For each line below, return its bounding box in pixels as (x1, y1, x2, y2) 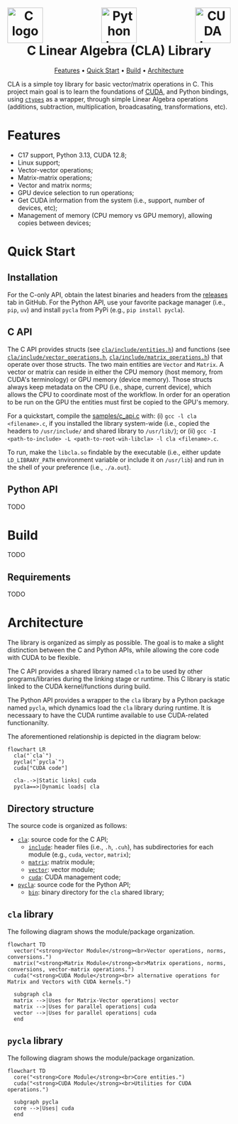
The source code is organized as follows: (7, 822, 127, 830)
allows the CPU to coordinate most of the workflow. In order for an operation (7, 390, 230, 399)
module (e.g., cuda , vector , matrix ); (28, 850, 131, 859)
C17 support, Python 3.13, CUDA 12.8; (17, 150, 127, 159)
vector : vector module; (28, 866, 96, 874)
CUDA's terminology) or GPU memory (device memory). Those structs (7, 375, 212, 383)
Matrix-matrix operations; (17, 173, 93, 182)
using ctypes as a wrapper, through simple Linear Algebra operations (7, 94, 209, 103)
